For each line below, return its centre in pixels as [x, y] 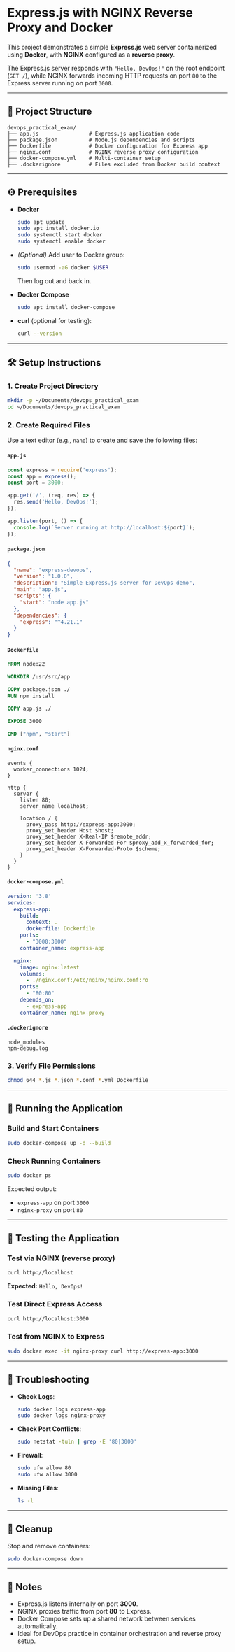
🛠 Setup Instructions [54, 363]
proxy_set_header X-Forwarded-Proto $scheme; [93, 849]
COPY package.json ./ [39, 690]
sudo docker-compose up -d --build [59, 1143]
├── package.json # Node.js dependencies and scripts [101, 140]
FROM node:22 [26, 664]
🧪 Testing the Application [64, 1238]
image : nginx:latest [50, 967]
